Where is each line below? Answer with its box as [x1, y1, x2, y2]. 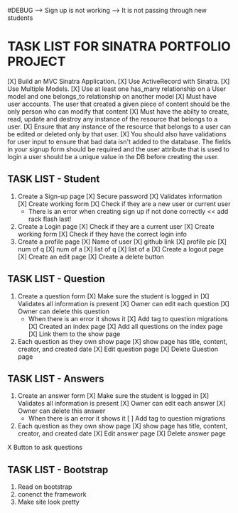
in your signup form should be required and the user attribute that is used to [7, 145, 229, 153]
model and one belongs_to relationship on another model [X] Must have [7, 92, 217, 100]
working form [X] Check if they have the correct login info [17, 229, 187, 238]
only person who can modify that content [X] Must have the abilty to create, [7, 107, 229, 116]
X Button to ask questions [7, 443, 83, 452]
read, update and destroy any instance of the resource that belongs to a [7, 114, 218, 123]
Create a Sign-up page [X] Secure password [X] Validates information [17, 192, 222, 200]
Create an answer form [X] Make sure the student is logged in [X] [17, 391, 210, 400]
